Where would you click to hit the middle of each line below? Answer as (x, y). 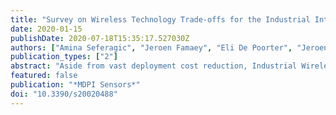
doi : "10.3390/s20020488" (64, 94)
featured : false (44, 76)
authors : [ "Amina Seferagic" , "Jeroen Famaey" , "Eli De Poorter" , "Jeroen (169, 47)
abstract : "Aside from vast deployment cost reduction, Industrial (154, 66)
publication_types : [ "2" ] (64, 57)
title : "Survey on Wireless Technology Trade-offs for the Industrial (160, 19)
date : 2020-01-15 (46, 29)
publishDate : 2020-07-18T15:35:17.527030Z (100, 38)
